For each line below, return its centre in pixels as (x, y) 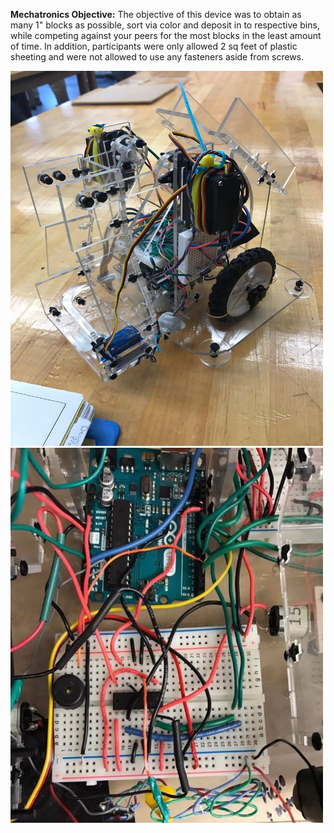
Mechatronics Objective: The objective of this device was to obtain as (156, 14)
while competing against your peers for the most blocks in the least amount (166, 35)
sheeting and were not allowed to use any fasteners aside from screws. (157, 57)
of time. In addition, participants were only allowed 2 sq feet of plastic (154, 46)
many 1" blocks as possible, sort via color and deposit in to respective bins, (165, 25)
